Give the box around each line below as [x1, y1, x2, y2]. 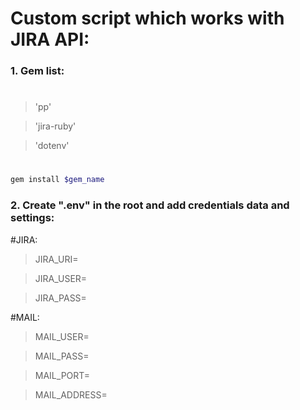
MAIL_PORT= [34, 369, 91, 381]
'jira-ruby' [34, 120, 77, 132]
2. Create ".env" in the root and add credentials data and [10, 198, 290, 212]
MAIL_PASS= [34, 350, 90, 362]
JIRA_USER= [34, 272, 88, 284]
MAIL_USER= [34, 330, 90, 342]
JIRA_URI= [34, 253, 79, 265]
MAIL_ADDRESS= [34, 388, 108, 401]
